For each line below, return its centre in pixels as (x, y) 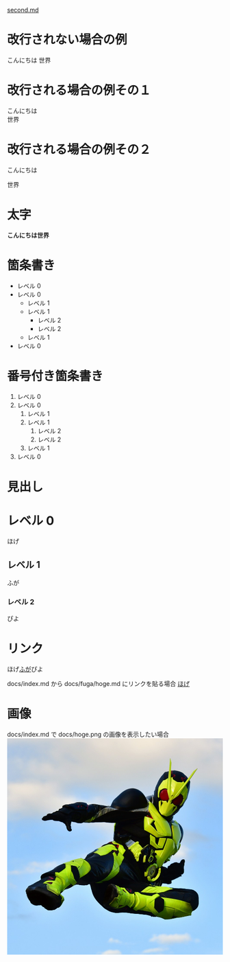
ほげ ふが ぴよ (25, 669)
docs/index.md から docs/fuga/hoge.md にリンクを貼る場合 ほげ (99, 683)
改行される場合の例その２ (79, 150)
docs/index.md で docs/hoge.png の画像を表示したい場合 (88, 734)
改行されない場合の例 (67, 40)
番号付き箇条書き (55, 376)
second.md (23, 10)
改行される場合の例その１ (79, 90)
